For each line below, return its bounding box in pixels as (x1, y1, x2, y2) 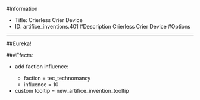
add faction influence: (14, 63, 69, 70)
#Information (6, 5, 38, 12)
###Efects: (6, 52, 33, 58)
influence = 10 (23, 81, 59, 88)
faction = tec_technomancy (23, 74, 91, 82)
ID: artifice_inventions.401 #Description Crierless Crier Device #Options (14, 23, 190, 30)
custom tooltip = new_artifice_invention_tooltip (14, 87, 129, 94)
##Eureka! (6, 40, 32, 47)
